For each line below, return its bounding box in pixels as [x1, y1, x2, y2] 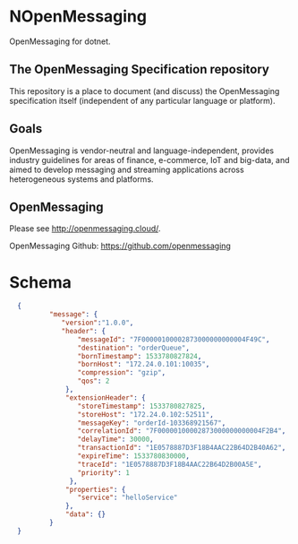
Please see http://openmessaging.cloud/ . [9, 223, 161, 234]
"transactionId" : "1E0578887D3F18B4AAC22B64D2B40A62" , [77, 444, 286, 453]
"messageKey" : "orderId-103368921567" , [77, 419, 226, 427]
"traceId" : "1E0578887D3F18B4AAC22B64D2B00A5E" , [77, 460, 262, 469]
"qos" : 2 [77, 376, 110, 386]
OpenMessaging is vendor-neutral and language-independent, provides [9, 145, 275, 156]
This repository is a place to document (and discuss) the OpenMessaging [9, 85, 280, 96]
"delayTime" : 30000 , [77, 435, 154, 445]
